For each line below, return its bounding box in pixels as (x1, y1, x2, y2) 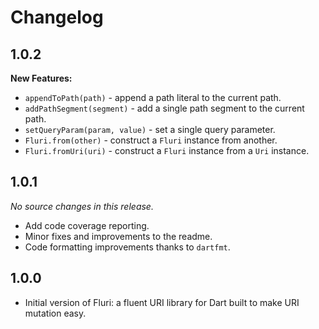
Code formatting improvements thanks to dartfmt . (24, 241, 231, 253)
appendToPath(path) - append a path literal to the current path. (24, 92, 282, 103)
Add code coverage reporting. (24, 219, 150, 231)
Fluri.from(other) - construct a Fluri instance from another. (24, 134, 278, 146)
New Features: (10, 72, 73, 84)
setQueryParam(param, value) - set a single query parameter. (24, 124, 276, 135)
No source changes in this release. (10, 200, 154, 212)
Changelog (10, 6, 104, 29)
